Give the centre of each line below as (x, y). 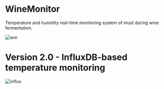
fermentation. (19, 28)
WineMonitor (33, 9)
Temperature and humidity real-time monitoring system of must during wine (82, 23)
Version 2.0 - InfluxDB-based (66, 57)
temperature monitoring (55, 68)
